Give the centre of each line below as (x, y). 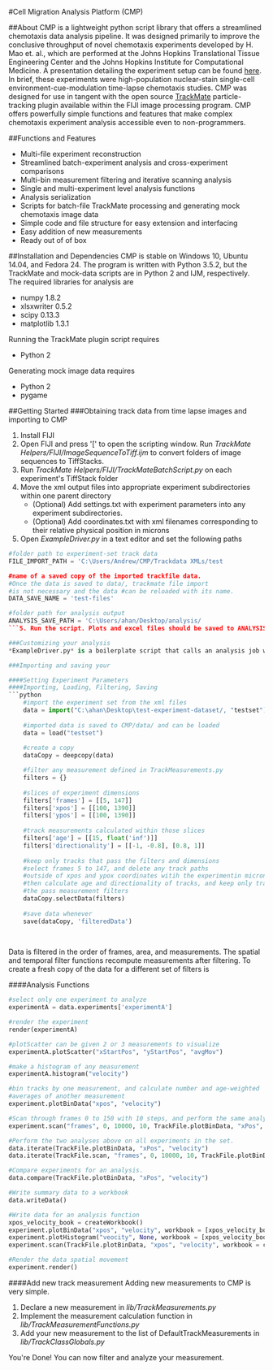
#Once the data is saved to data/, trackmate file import (108, 583)
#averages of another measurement (67, 1096)
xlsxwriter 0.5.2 (46, 306)
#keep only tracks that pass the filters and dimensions (121, 861)
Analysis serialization (56, 197)
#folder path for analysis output (67, 613)
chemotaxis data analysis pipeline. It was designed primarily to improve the (134, 36)
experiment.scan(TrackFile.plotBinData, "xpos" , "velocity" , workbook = (134, 1245)
